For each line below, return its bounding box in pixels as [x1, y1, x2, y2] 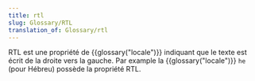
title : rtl [8, 11, 44, 20]
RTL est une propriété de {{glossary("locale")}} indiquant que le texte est [8, 48, 248, 57]
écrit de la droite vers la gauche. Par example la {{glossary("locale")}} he [8, 56, 246, 65]
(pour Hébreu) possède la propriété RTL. [8, 64, 141, 74]
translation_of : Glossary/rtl [8, 26, 109, 34]
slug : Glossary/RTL [8, 19, 73, 27]
